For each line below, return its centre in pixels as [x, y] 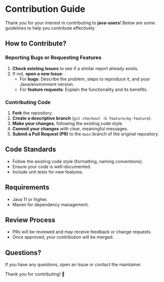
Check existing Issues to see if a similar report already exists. [75, 68]
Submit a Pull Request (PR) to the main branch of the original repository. [86, 134]
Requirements [27, 187]
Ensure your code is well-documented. [52, 166]
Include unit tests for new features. [48, 172]
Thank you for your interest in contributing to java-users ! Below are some [80, 23]
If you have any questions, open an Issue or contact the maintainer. [73, 265]
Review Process [30, 220]
